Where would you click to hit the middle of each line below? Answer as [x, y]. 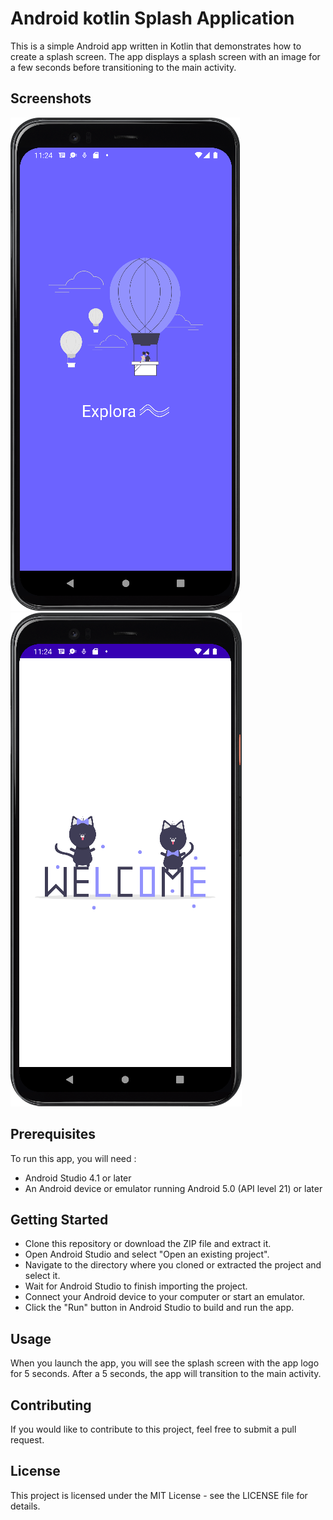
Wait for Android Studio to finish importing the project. [136, 1286]
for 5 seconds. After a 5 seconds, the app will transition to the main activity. [166, 1374]
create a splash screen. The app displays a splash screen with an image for [165, 56]
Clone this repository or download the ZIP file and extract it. [148, 1244]
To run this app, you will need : [73, 1158]
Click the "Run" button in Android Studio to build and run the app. [159, 1308]
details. [25, 1506]
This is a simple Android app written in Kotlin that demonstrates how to [156, 46]
